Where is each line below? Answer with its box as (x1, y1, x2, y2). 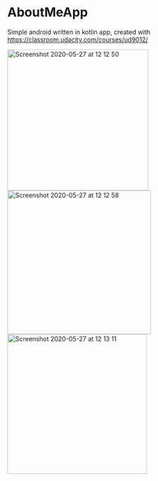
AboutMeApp (7, 4, 89, 21)
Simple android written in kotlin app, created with (7, 28, 151, 36)
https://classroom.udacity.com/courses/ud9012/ (7, 35, 149, 43)
